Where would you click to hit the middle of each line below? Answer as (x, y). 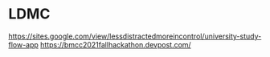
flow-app (23, 44)
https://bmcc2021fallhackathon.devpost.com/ (115, 44)
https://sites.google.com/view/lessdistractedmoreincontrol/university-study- (135, 36)
